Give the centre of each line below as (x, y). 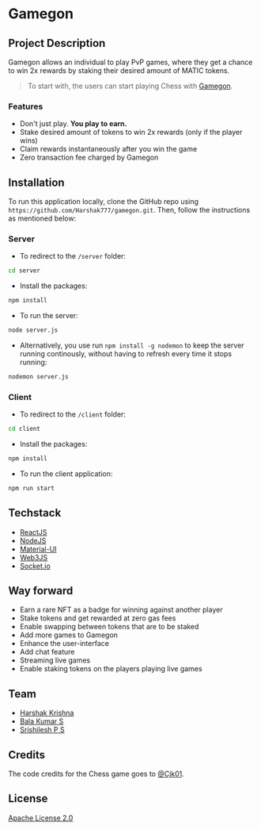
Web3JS (34, 557)
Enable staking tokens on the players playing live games (111, 669)
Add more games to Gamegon (69, 635)
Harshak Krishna (47, 713)
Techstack (35, 513)
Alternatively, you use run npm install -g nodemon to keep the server (132, 345)
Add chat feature (47, 652)
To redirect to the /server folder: (73, 256)
